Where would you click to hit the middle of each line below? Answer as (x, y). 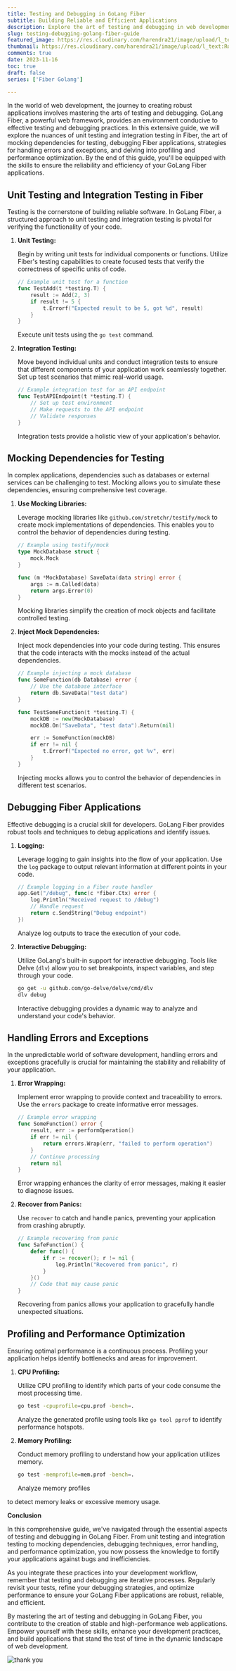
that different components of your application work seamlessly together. (122, 370)
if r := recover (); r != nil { (89, 1258)
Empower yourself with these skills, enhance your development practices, (114, 1631)
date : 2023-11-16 (33, 60)
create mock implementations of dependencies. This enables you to (116, 525)
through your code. (45, 975)
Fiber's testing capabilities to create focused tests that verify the (111, 262)
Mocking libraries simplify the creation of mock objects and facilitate (117, 611)
